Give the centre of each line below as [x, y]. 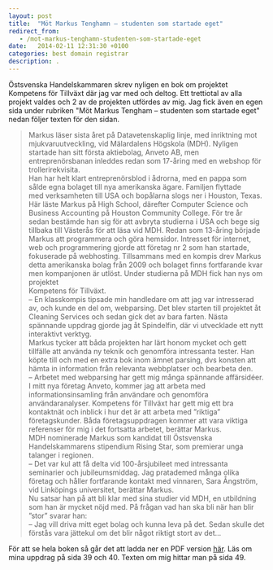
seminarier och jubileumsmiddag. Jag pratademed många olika [134, 472]
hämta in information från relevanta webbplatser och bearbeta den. [141, 368]
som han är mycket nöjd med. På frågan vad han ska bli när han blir [141, 506]
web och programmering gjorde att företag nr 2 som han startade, [139, 247]
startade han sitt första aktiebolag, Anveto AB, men [114, 152]
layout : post [30, 16]
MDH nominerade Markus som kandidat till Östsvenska [120, 437]
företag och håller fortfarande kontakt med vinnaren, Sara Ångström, [143, 480]
